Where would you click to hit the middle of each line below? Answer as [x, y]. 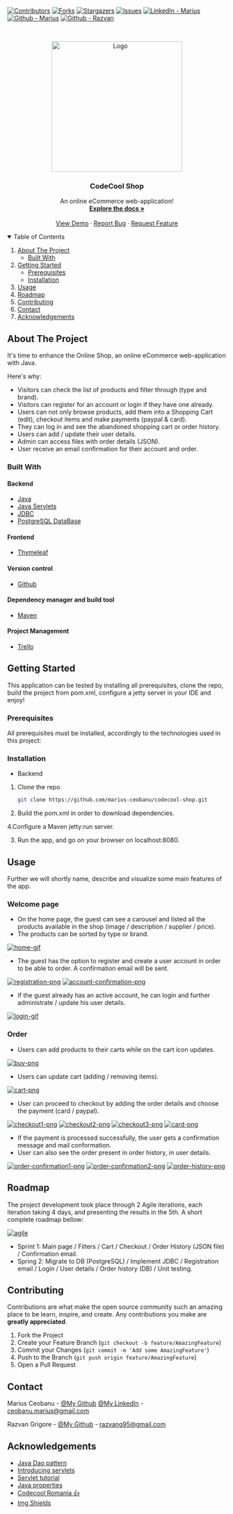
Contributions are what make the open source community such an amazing [115, 1307]
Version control [30, 569]
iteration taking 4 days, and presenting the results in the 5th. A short [105, 1212]
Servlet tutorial [39, 1477]
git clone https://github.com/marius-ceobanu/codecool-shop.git [112, 800]
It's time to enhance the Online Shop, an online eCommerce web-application [116, 355]
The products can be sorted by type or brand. [83, 934]
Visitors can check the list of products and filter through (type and [112, 390]
